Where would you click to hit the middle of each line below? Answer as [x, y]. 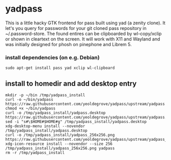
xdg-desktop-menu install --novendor [45, 126]
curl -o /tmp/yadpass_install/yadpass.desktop [55, 113]
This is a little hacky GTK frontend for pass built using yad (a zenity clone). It [85, 23]
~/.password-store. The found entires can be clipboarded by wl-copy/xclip [83, 33]
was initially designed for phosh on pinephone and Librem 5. [68, 44]
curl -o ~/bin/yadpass [29, 100]
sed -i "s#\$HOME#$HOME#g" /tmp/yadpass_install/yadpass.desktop [76, 122]
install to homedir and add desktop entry [71, 83]
